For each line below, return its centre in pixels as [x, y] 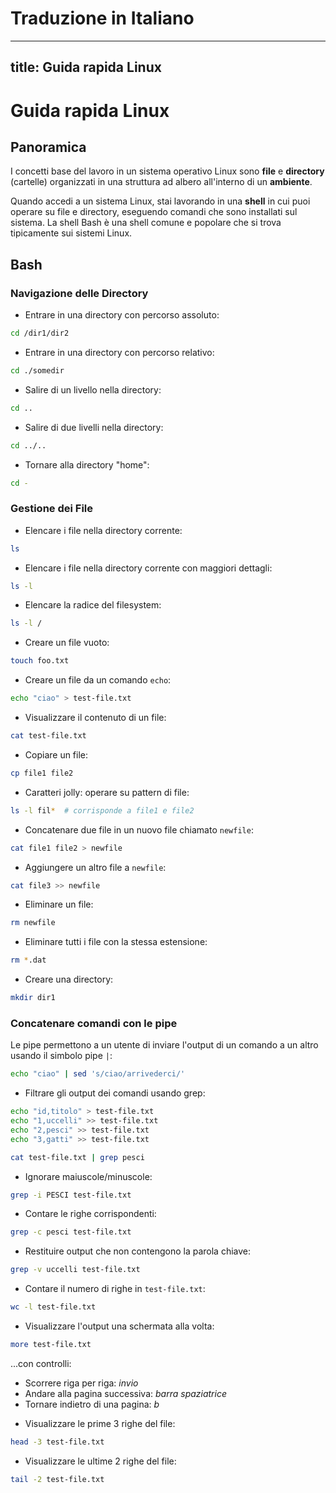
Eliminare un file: [59, 904]
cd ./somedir [37, 370]
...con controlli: [41, 1363]
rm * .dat [28, 960]
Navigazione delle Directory [79, 293]
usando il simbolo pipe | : [61, 1056]
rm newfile [33, 923]
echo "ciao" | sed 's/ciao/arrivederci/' [98, 1074]
